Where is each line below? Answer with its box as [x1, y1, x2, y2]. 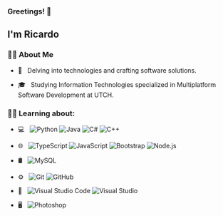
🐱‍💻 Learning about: [7, 108, 76, 118]
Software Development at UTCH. [17, 91, 114, 99]
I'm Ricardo [7, 29, 59, 41]
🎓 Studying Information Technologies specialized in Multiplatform [17, 80, 217, 88]
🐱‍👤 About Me [7, 50, 53, 60]
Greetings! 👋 [7, 6, 52, 16]
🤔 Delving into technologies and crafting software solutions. [17, 66, 197, 74]
